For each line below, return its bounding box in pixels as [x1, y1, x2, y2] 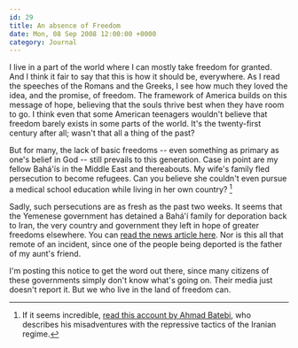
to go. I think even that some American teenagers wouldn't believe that [9, 109, 268, 120]
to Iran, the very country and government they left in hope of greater [9, 220, 260, 230]
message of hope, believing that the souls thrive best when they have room [9, 99, 285, 111]
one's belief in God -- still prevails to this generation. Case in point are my [9, 154, 278, 165]
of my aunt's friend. [9, 248, 82, 259]
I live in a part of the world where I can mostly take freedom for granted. [9, 62, 272, 73]
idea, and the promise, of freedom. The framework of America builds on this [9, 90, 287, 101]
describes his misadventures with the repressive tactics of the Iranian [21, 319, 277, 329]
